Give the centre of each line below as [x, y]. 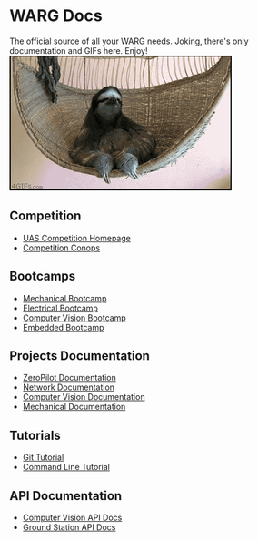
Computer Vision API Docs [72, 517]
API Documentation [66, 496]
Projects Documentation [79, 356]
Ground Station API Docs [69, 527]
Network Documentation [69, 387]
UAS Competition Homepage [77, 238]
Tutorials [35, 435]
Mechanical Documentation [74, 407]
